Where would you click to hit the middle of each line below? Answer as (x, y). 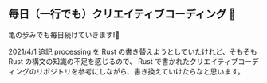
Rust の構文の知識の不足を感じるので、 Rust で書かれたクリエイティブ (123, 61)
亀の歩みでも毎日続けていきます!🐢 (64, 35)
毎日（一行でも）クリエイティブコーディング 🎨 (122, 14)
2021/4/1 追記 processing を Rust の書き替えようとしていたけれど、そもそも (133, 51)
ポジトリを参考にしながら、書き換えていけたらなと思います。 (143, 71)
